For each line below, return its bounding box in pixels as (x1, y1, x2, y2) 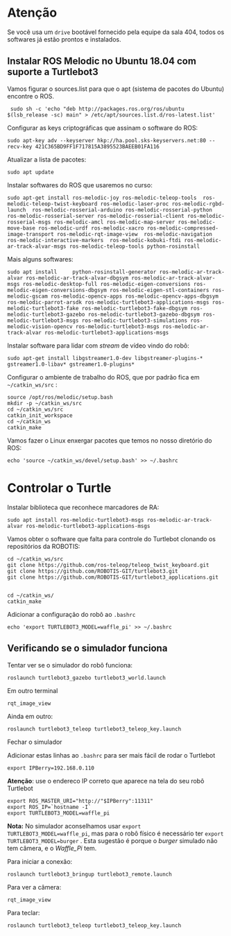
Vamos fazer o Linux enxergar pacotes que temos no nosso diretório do (7, 436, 212, 445)
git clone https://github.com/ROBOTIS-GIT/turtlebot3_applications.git (7, 574, 219, 581)
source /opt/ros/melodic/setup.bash (7, 393, 113, 400)
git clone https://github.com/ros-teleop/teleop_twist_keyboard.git (7, 561, 209, 568)
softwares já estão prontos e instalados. (7, 35, 121, 43)
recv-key (7, 143, 33, 150)
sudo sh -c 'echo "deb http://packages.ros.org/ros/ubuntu (10, 105, 185, 112)
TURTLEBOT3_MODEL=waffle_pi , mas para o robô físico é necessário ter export (7, 829, 224, 837)
